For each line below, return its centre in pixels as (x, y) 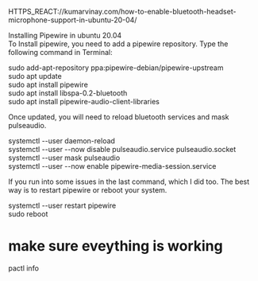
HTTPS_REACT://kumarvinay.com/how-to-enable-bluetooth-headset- (122, 12)
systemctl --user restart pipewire (62, 205)
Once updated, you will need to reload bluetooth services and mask (119, 117)
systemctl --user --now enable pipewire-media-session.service (112, 166)
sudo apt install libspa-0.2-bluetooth (68, 93)
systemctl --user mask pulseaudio (64, 158)
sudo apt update (35, 76)
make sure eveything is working (116, 246)
